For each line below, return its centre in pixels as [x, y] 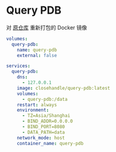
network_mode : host [41, 138]
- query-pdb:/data [45, 99]
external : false [37, 55]
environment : [33, 110]
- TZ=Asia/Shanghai [46, 116]
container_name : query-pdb [50, 143]
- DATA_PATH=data [43, 132]
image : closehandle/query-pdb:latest [64, 88]
